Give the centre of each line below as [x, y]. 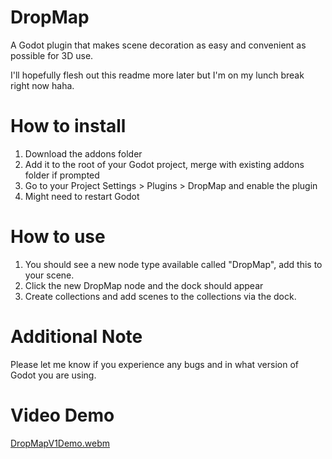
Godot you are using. [53, 375]
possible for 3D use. [52, 55]
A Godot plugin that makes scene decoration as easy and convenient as [158, 45]
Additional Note [76, 337]
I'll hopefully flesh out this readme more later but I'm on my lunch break [157, 75]
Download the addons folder [83, 153]
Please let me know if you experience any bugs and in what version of [155, 364]
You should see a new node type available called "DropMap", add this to [173, 264]
